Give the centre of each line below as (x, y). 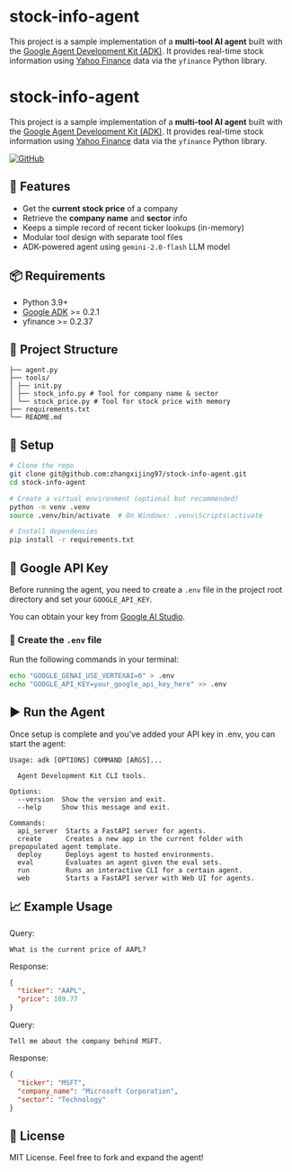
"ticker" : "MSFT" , (52, 1083)
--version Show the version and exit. (92, 799)
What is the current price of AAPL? (78, 949)
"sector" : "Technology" (62, 1099)
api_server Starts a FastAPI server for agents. (112, 831)
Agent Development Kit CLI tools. (82, 775)
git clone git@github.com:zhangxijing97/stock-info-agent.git (128, 474)
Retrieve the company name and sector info (105, 218)
